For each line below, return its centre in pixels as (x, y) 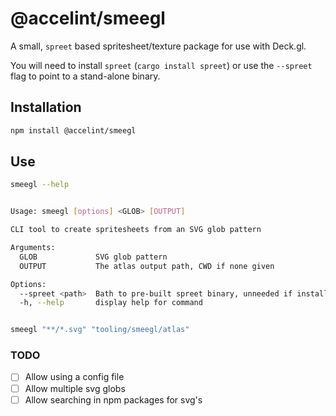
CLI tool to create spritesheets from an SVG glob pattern (136, 230)
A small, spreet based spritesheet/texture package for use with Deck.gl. (158, 46)
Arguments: (33, 248)
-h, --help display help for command (111, 303)
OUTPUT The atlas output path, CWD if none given (147, 266)
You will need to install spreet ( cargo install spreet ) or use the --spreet (161, 65)
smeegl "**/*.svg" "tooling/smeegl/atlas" (100, 330)
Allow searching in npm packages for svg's (113, 399)
